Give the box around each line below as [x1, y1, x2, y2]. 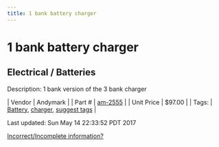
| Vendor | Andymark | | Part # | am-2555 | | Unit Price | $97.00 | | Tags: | [7, 98, 213, 106]
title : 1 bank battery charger [7, 10, 97, 17]
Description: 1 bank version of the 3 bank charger [7, 85, 147, 93]
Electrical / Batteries [7, 66, 96, 79]
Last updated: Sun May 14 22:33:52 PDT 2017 [7, 118, 137, 126]
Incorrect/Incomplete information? [7, 131, 104, 140]
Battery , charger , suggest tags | [7, 105, 97, 113]
